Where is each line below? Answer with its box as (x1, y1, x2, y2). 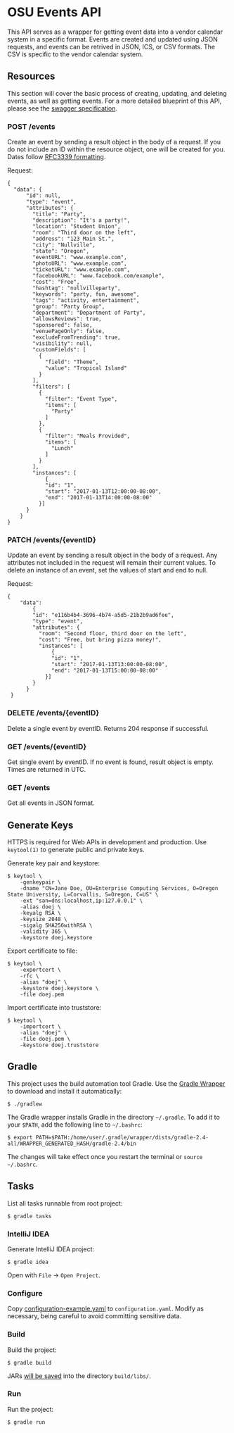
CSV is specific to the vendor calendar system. (7, 50, 143, 58)
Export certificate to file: (7, 946, 77, 955)
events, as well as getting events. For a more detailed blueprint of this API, (7, 96, 222, 105)
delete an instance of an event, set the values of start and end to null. (7, 566, 208, 575)
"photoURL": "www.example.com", (32, 260, 128, 268)
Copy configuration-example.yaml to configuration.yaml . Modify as (7, 1304, 204, 1313)
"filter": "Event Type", (44, 396, 118, 403)
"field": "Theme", (44, 358, 99, 366)
